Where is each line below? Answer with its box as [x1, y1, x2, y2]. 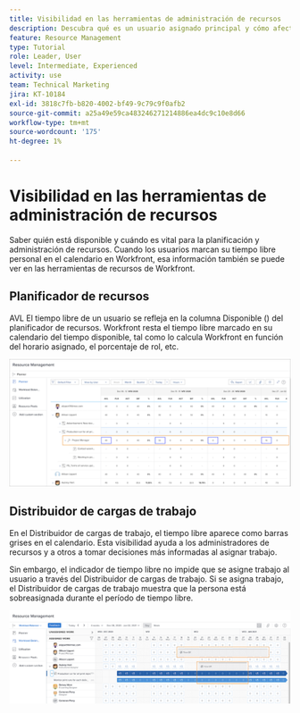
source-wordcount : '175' [9, 128, 102, 137]
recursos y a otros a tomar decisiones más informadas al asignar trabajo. [9, 546, 278, 558]
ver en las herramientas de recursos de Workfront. [9, 263, 196, 273]
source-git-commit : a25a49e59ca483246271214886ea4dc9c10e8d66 [9, 108, 246, 118]
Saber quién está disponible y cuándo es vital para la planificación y [9, 234, 260, 245]
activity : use [9, 71, 62, 80]
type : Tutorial [9, 43, 66, 52]
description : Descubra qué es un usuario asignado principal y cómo [9, 23, 270, 33]
